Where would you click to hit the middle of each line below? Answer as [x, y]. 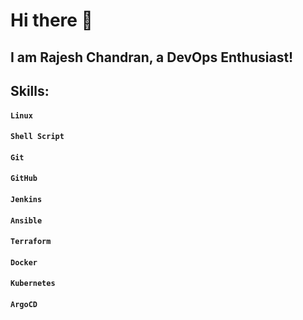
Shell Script [37, 137]
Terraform [31, 242]
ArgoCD [24, 304]
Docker [24, 262]
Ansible [26, 220]
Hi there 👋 [51, 20]
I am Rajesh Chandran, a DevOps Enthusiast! [152, 57]
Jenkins [26, 199]
